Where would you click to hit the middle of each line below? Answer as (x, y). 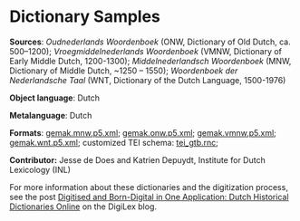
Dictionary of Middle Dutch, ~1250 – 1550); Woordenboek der (124, 71)
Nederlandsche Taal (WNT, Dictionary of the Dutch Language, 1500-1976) (148, 80)
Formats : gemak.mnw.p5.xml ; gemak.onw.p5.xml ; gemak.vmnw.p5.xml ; (143, 132)
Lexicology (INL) (40, 169)
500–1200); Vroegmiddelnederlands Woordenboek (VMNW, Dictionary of (146, 51)
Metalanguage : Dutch (51, 115)
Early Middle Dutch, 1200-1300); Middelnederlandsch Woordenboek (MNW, (150, 61)
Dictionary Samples (85, 17)
